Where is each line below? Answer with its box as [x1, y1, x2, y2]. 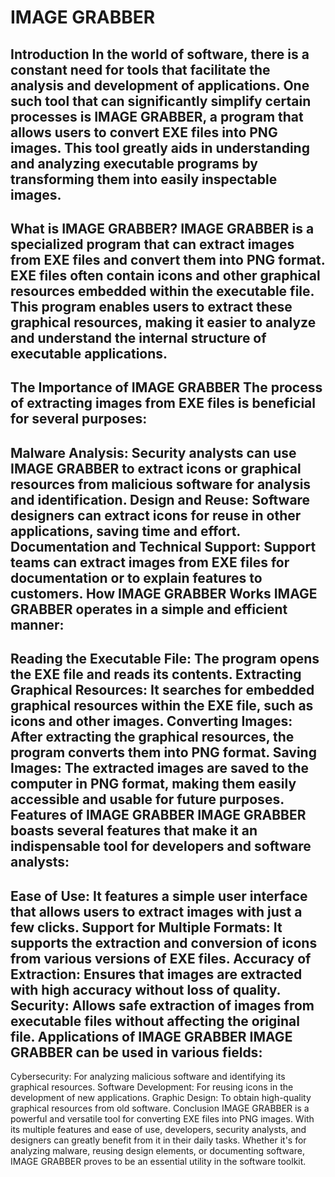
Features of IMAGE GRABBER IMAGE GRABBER [10, 807, 307, 824]
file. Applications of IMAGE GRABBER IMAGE [10, 1028, 293, 1045]
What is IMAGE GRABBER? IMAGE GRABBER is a [10, 220, 315, 237]
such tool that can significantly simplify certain [10, 92, 312, 110]
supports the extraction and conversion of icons [10, 934, 318, 951]
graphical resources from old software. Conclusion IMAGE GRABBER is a [10, 1102, 310, 1114]
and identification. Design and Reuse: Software [10, 491, 311, 508]
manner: [10, 616, 65, 633]
